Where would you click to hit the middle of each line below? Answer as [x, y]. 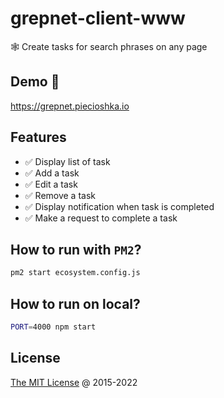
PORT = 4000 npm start [53, 327]
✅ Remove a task [60, 195]
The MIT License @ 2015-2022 [74, 382]
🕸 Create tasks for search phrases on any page [109, 46]
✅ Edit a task [51, 184]
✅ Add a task [52, 173]
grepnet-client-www [98, 18]
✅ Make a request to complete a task [101, 218]
